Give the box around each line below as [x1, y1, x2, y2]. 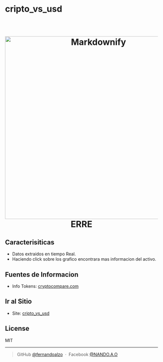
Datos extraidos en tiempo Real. [12, 251, 76, 257]
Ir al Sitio [5, 297, 32, 305]
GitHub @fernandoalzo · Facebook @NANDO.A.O [16, 351, 118, 357]
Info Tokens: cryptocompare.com [12, 284, 79, 289]
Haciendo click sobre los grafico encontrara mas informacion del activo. [12, 256, 157, 262]
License [5, 324, 30, 333]
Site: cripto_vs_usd [12, 310, 50, 316]
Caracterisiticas [5, 238, 55, 247]
